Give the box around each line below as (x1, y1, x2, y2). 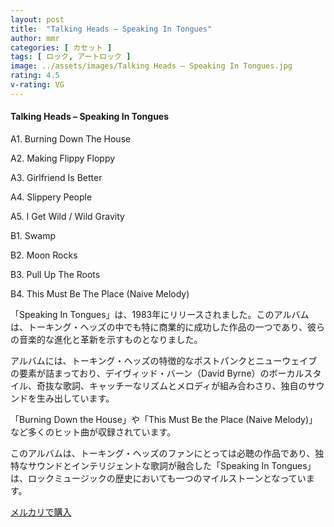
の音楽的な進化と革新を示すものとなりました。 (10, 333, 203, 345)
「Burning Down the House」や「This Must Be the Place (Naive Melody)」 (10, 413, 318, 425)
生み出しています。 (36, 392, 115, 404)
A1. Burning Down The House (10, 132, 132, 145)
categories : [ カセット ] (10, 42, 113, 53)
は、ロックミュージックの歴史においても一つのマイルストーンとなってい (10, 472, 307, 484)
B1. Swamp (10, 229, 56, 241)
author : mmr (10, 33, 60, 43)
